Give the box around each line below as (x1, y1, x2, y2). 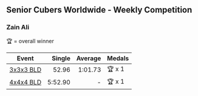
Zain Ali (6, 23, 29, 32)
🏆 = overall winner (6, 37, 55, 44)
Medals (107, 54, 129, 63)
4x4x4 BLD (9, 78, 41, 87)
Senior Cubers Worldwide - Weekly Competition (6, 5, 193, 15)
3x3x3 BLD (9, 66, 41, 74)
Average (76, 54, 101, 63)
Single (51, 54, 71, 63)
